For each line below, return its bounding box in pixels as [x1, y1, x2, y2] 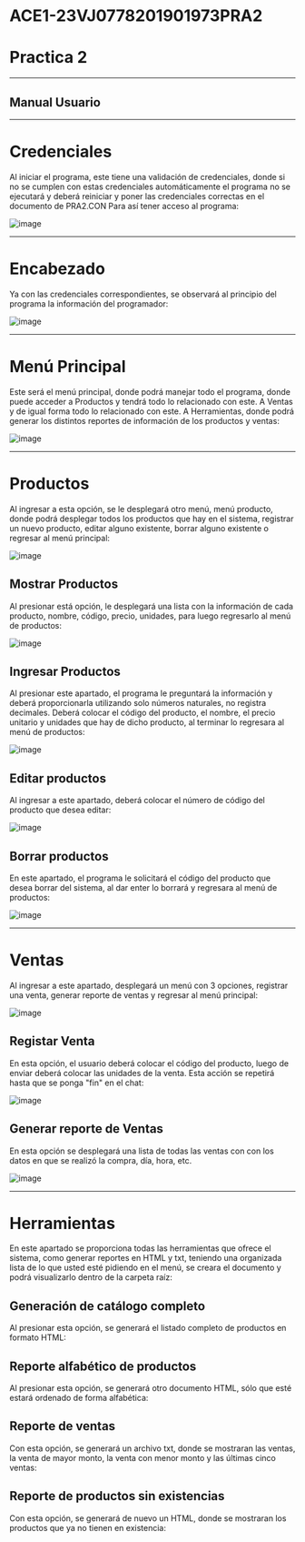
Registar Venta [9, 1033, 95, 1049]
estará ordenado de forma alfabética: [9, 1393, 149, 1404]
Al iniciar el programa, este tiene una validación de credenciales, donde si [9, 171, 286, 182]
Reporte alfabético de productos [9, 1358, 197, 1374]
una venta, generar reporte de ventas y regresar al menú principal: [9, 989, 259, 1001]
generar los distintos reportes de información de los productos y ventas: [9, 415, 280, 426]
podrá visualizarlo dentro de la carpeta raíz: [9, 1272, 172, 1283]
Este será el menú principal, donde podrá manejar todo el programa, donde [9, 386, 290, 397]
